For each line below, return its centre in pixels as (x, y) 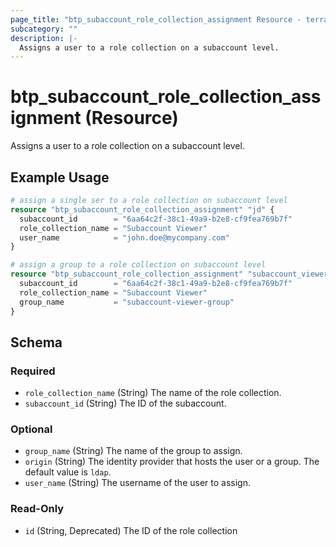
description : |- (44, 38)
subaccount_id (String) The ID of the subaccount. (125, 403)
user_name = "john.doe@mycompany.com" (124, 237)
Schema (36, 342)
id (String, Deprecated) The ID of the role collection (131, 530)
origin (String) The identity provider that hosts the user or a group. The (172, 462)
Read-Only (37, 509)
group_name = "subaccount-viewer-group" (127, 302)
